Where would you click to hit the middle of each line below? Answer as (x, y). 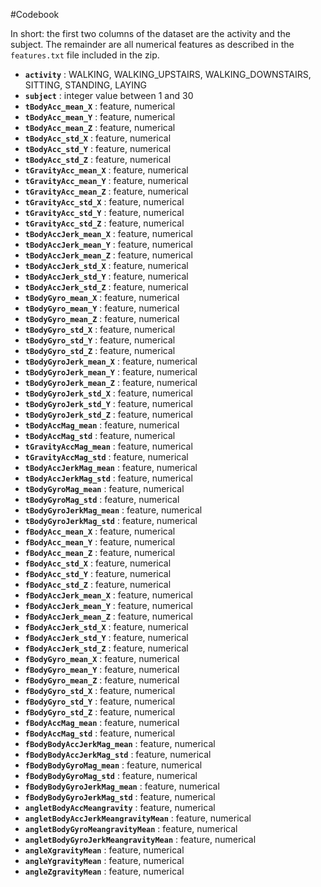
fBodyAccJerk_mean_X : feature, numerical (108, 595)
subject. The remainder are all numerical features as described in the (152, 44)
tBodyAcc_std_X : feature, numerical (98, 138)
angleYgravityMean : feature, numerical (104, 860)
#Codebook (35, 14)
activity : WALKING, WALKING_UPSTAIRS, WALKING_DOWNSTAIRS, (168, 74)
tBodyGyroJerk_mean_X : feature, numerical (111, 361)
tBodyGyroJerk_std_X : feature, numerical (108, 393)
